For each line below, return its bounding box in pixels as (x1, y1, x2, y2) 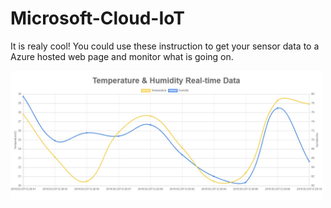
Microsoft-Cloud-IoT (10, 7, 186, 30)
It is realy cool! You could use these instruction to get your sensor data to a (10, 40, 320, 52)
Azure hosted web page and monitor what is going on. (10, 50, 234, 62)
